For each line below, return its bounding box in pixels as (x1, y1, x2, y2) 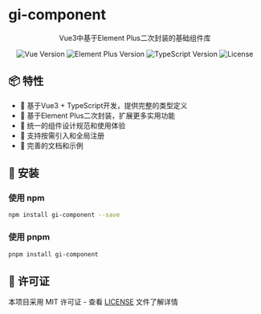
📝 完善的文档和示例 (19, 140, 84, 150)
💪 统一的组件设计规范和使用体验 (19, 120, 126, 130)
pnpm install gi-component (8, 250, 99, 258)
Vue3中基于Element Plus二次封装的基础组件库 (59, 33, 211, 42)
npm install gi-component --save (8, 211, 120, 219)
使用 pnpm (8, 231, 51, 243)
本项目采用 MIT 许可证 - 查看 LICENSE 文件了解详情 (8, 297, 178, 307)
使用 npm (8, 192, 46, 203)
